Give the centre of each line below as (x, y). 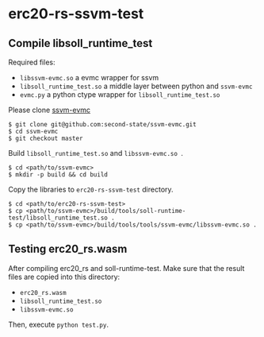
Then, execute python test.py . (59, 324)
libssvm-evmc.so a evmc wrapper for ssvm (89, 77)
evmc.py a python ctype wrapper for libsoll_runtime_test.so (120, 95)
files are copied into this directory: (64, 277)
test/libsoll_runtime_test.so (58, 218)
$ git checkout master (46, 138)
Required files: (32, 62)
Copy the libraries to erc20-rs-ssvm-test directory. (91, 189)
